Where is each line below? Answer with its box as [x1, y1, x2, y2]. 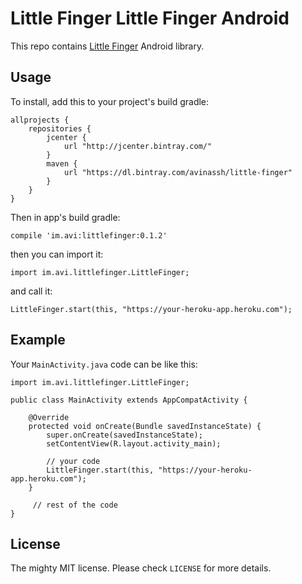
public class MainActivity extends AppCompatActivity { [10, 395, 248, 405]
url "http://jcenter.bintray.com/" [63, 141, 213, 151]
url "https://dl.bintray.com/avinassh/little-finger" [63, 167, 293, 177]
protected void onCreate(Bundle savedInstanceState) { [28, 421, 262, 431]
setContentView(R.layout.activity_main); [46, 438, 222, 449]
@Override [28, 412, 70, 422]
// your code [46, 456, 101, 466]
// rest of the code [32, 500, 118, 510]
